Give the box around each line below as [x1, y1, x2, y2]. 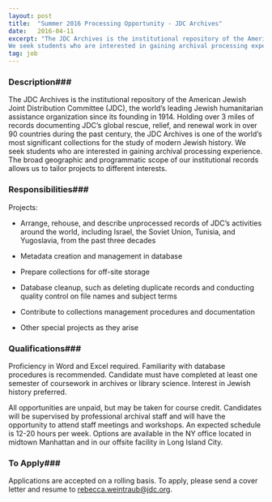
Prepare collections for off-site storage [19, 267, 151, 277]
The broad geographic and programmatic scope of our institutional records [8, 155, 259, 165]
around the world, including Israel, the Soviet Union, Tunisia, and [19, 226, 236, 236]
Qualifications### [8, 342, 82, 354]
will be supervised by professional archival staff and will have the [8, 411, 226, 421]
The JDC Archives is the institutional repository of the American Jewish [8, 95, 247, 105]
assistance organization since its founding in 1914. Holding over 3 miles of [8, 112, 255, 122]
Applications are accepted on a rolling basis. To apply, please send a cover [8, 476, 258, 486]
